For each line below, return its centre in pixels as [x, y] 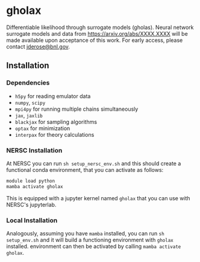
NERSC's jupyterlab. [31, 205]
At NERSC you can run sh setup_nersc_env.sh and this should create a [94, 163]
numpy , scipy [30, 102]
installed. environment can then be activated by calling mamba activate [94, 246]
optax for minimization [42, 128]
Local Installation [32, 220]
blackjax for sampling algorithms [56, 122]
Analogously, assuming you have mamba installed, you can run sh [85, 233]
